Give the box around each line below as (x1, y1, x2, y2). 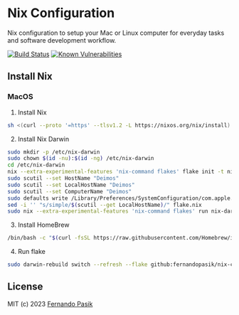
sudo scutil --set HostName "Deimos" (7, 175, 119, 182)
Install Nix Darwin (17, 134, 70, 143)
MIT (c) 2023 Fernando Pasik (7, 299, 93, 308)
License (7, 281, 43, 293)
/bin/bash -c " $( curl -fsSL (7, 235, 91, 242)
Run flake (17, 247, 46, 256)
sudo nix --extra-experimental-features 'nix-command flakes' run (7, 208, 208, 215)
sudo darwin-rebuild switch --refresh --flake (7, 261, 148, 268)
